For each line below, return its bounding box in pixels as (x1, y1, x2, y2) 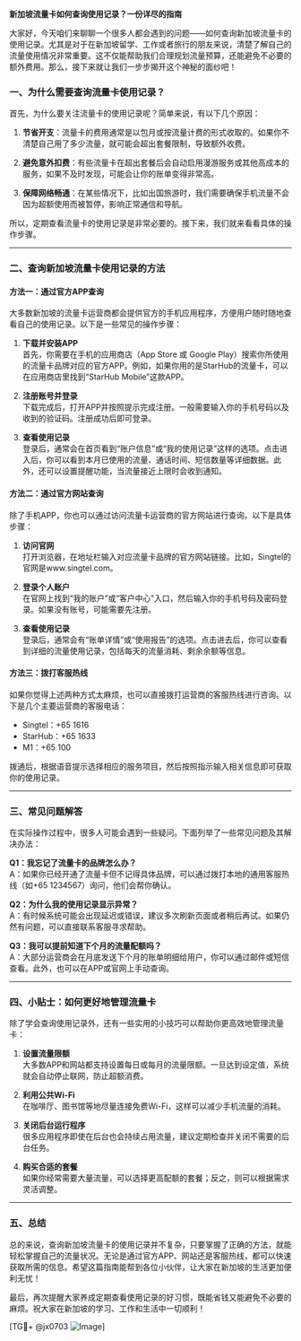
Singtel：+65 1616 (21, 719, 90, 730)
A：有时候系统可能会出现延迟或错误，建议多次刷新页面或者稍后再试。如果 (9, 910, 282, 921)
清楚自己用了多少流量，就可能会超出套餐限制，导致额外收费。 (21, 138, 251, 149)
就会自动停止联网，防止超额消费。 (21, 1071, 149, 1082)
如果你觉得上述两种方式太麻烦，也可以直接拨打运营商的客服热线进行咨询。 (9, 689, 284, 700)
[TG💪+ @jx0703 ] (9, 1320, 106, 1331)
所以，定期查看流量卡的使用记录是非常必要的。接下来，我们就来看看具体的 (9, 218, 284, 229)
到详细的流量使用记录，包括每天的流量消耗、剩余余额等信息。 (21, 645, 251, 656)
